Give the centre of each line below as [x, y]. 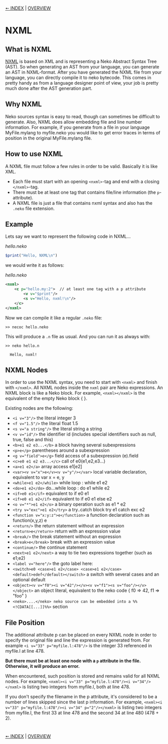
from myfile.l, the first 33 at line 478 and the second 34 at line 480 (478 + [82, 713]
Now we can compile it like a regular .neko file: [54, 317]
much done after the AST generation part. [49, 88]
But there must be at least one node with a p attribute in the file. [73, 661]
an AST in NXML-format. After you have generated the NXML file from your [83, 72]
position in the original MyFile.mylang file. [49, 138]
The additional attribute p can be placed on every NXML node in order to [81, 635]
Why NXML [24, 104]
